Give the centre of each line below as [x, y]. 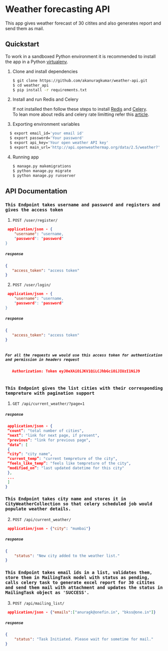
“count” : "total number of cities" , [46, 431]
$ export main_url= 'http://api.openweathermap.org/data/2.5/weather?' [85, 147]
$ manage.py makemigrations [42, 166]
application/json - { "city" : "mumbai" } [49, 528]
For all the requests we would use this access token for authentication [84, 355]
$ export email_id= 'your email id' [47, 133]
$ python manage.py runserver [44, 176]
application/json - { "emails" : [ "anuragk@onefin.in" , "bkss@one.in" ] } [81, 612]
